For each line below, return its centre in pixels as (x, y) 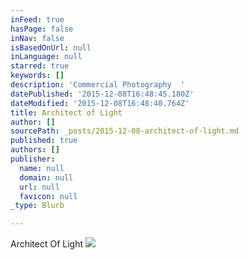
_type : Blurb (37, 206)
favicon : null (48, 196)
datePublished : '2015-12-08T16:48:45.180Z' (102, 94)
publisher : (33, 159)
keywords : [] (37, 76)
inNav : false (37, 38)
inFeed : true (37, 19)
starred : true (40, 66)
